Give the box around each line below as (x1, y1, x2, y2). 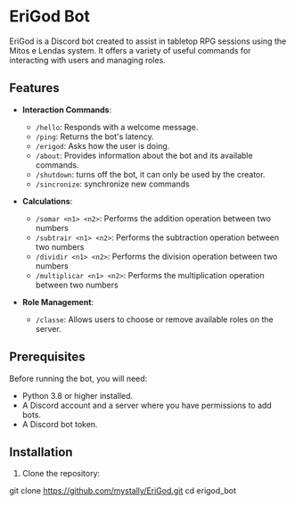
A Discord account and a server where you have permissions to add (21, 400, 272, 410)
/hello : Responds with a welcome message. (35, 121, 199, 132)
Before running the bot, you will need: (9, 373, 148, 384)
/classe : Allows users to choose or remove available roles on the (35, 314, 274, 325)
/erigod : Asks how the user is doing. (35, 140, 170, 151)
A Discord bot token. (21, 418, 98, 429)
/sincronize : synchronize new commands (35, 178, 190, 189)
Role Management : (21, 296, 94, 307)
